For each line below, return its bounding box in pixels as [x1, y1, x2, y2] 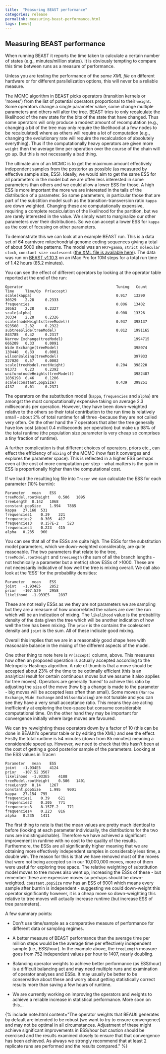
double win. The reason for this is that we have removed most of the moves [5, 853, 160, 859]
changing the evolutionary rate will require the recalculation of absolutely [5, 135, 155, 141]
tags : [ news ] [5, 21, 32, 26]
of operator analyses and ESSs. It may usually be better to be [12, 971, 138, 977]
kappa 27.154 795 [5, 791, 48, 797]
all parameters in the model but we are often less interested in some [5, 177, 144, 183]
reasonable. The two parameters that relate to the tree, [5, 549, 117, 555]
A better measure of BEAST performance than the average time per [12, 935, 150, 941]
